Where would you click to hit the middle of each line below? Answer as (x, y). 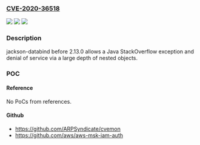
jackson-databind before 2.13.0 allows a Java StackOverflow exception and (100, 51)
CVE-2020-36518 (33, 8)
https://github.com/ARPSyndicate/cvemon (68, 129)
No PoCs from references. (39, 101)
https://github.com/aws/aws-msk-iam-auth (69, 135)
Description (24, 38)
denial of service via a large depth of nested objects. (72, 58)
